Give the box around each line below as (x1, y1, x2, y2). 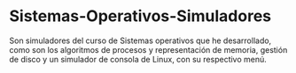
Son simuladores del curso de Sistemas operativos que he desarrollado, (9, 35, 272, 46)
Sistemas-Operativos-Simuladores (9, 6, 272, 26)
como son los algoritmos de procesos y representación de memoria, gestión (9, 44, 288, 55)
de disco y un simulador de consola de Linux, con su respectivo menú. (9, 54, 268, 64)
